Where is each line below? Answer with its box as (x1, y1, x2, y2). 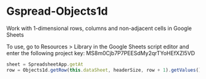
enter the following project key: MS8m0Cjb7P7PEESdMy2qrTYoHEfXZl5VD (6, 49, 195, 56)
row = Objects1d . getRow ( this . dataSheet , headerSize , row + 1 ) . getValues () (6, 67, 202, 73)
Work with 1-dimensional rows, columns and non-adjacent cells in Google (6, 24, 192, 32)
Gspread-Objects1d (6, 4, 109, 18)
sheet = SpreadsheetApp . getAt (6, 61, 84, 67)
